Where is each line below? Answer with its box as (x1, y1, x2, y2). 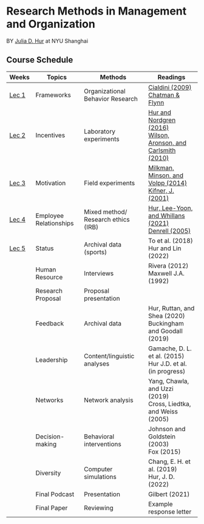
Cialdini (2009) (148, 83, 192, 92)
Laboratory (84, 127, 115, 135)
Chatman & (148, 90, 180, 99)
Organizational (84, 87, 126, 95)
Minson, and (148, 171, 184, 180)
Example (148, 500, 173, 508)
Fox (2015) (148, 447, 181, 456)
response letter (148, 507, 192, 515)
